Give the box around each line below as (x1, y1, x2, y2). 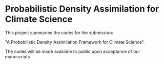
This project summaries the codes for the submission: (5, 30, 113, 35)
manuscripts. (5, 53, 32, 59)
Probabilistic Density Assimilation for (5, 3, 159, 15)
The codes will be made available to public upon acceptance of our (5, 48, 141, 54)
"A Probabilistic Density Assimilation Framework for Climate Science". (5, 39, 145, 45)
